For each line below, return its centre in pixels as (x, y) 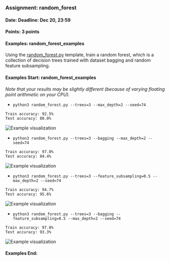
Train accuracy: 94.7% (29, 190)
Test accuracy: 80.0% (28, 118)
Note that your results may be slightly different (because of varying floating (85, 89)
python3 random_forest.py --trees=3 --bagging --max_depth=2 (79, 138)
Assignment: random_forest (41, 8)
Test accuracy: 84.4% (28, 156)
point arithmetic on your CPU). (38, 95)
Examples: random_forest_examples (45, 43)
